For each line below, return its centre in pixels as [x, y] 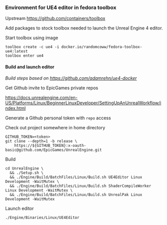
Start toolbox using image [32, 38]
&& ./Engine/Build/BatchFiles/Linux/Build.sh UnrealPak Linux [76, 194]
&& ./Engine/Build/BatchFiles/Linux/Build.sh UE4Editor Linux [76, 177]
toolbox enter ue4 [24, 56]
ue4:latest [17, 52]
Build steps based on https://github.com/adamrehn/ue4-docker [71, 78]
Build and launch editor [30, 67]
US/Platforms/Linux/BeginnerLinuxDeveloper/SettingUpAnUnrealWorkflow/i [83, 103]
